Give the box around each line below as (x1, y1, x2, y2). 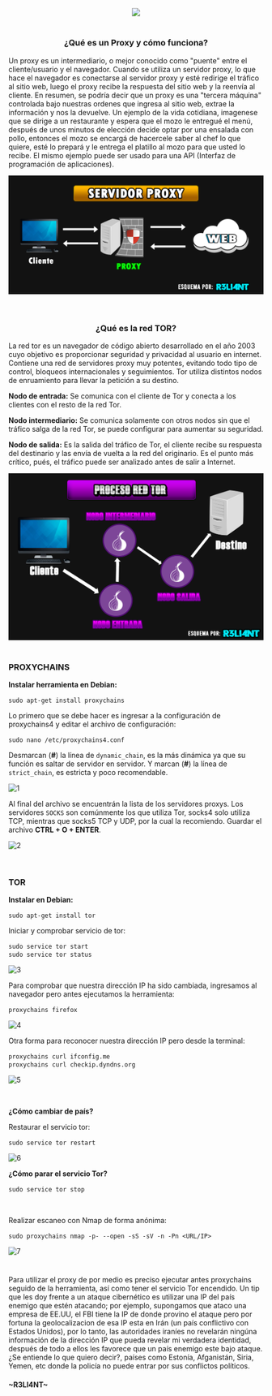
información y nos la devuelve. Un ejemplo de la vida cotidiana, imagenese (8, 107, 258, 117)
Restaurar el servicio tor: (8, 1122, 91, 1132)
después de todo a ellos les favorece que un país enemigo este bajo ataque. (8, 1344, 263, 1354)
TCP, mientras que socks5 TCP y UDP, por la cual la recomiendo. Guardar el (8, 816, 262, 825)
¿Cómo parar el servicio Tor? (8, 1169, 108, 1178)
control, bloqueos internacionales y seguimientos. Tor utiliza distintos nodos (8, 367, 262, 377)
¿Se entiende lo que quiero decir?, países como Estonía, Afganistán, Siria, (8, 1352, 254, 1363)
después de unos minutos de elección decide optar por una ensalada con (8, 124, 254, 134)
